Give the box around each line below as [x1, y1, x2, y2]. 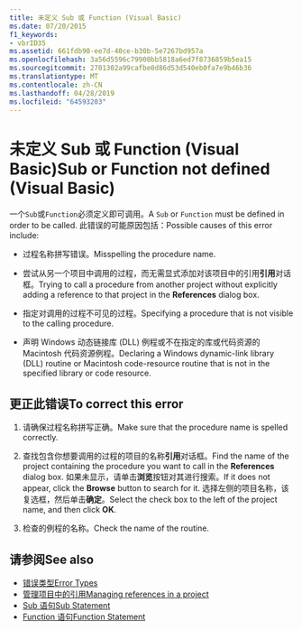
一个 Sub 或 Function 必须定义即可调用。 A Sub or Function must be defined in [9, 208, 285, 219]
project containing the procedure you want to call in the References [22, 461, 275, 472]
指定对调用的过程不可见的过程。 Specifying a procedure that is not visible [22, 308, 294, 319]
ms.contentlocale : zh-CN [9, 80, 103, 89]
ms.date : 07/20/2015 [9, 22, 87, 31]
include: [9, 230, 40, 241]
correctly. [22, 432, 59, 443]
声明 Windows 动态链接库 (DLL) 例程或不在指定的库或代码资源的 [22, 337, 261, 347]
